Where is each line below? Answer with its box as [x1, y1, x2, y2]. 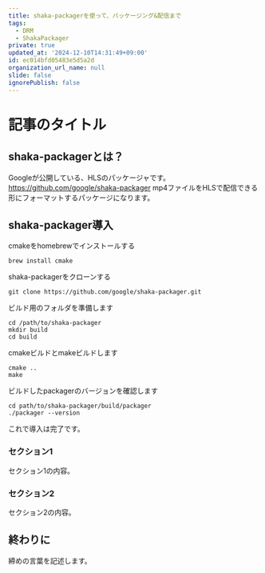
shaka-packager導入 [8, 218, 113, 232]
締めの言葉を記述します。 [8, 555, 92, 565]
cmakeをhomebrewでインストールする [8, 241, 136, 250]
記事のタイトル [8, 115, 107, 134]
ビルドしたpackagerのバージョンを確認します [8, 386, 158, 396]
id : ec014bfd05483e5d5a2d [8, 57, 94, 65]
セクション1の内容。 [8, 466, 74, 475]
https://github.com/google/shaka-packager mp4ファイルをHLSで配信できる [8, 182, 258, 192]
